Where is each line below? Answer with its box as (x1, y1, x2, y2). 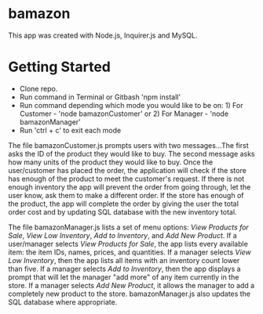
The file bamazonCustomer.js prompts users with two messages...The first (8, 140, 249, 150)
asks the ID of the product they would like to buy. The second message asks (8, 149, 255, 158)
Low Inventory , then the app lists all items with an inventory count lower (8, 255, 240, 265)
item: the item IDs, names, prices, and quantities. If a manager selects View (8, 247, 251, 257)
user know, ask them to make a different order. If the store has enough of (8, 190, 244, 200)
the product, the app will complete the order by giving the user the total (8, 199, 239, 208)
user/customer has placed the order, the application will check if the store (8, 165, 247, 175)
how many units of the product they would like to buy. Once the (8, 157, 214, 167)
